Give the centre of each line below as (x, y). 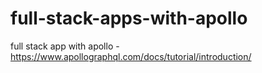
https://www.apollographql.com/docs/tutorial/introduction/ (131, 56)
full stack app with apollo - (65, 46)
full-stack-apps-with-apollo (129, 18)
